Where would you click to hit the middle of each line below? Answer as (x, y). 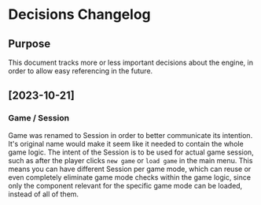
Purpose (29, 44)
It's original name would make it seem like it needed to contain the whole (126, 143)
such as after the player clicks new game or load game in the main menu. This (130, 160)
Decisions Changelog (79, 15)
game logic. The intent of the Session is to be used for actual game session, (131, 152)
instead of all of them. (44, 194)
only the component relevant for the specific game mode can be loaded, (125, 185)
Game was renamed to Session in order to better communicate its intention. (130, 135)
